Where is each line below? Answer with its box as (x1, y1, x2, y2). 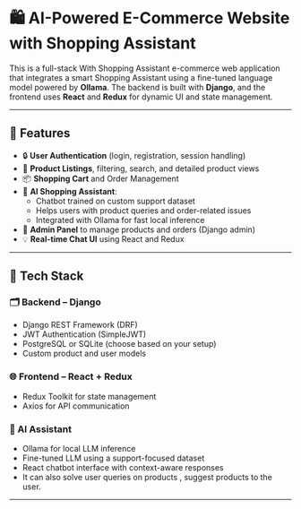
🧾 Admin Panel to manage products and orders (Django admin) (21, 224, 256, 235)
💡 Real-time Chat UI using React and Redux (21, 233, 185, 244)
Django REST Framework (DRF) (21, 320, 139, 331)
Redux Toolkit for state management (21, 391, 157, 401)
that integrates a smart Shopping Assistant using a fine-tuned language (9, 72, 273, 82)
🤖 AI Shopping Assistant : (21, 185, 118, 196)
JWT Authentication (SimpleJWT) (21, 329, 147, 340)
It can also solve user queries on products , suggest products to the (21, 472, 273, 483)
